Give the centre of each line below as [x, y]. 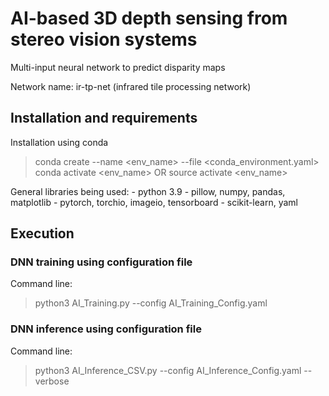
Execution [42, 233]
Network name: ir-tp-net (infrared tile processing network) [131, 86]
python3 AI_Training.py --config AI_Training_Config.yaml [151, 303]
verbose [52, 381]
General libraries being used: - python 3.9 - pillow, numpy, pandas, [148, 191]
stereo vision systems [104, 39]
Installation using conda [59, 142]
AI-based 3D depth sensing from [149, 18]
